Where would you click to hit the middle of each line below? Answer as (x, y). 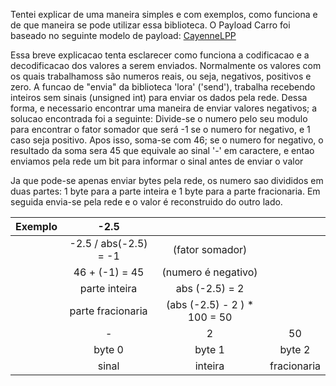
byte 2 (295, 349)
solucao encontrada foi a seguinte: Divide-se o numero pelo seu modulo (159, 118)
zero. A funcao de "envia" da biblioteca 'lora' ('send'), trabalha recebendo (163, 87)
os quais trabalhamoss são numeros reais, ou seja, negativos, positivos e (161, 76)
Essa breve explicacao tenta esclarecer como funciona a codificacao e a (160, 55)
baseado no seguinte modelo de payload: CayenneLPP (123, 35)
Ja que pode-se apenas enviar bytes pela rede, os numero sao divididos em (167, 180)
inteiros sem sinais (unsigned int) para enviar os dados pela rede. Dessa (159, 97)
